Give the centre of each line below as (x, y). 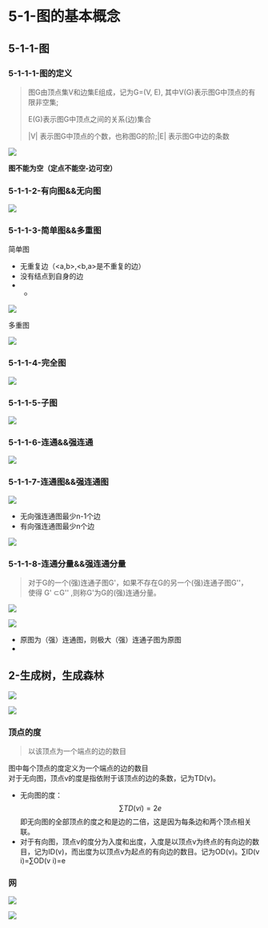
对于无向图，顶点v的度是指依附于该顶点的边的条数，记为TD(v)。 (114, 778)
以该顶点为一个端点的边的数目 (77, 751)
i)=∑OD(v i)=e (43, 861)
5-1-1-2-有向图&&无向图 (55, 190)
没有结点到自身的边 (52, 276)
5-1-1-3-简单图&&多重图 (55, 230)
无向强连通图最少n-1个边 (60, 516)
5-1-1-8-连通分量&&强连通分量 (67, 563)
